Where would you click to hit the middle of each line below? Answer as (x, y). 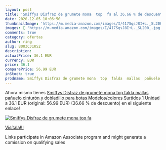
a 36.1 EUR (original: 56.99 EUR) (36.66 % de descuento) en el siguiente (78, 103)
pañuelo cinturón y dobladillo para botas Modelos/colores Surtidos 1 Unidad (82, 98)
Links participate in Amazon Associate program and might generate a (76, 137)
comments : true (21, 33)
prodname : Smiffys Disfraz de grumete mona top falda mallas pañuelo (83, 78)
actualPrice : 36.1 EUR (28, 56)
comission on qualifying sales (35, 142)
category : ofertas (24, 37)
